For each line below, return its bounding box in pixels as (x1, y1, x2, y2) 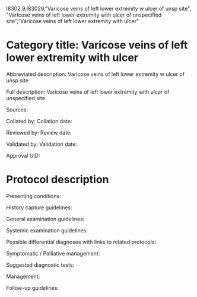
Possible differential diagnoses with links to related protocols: (6, 238, 156, 245)
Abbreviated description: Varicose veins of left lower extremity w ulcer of (6, 71, 185, 78)
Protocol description (6, 173, 109, 186)
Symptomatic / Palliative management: (6, 250, 100, 257)
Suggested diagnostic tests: (6, 261, 75, 269)
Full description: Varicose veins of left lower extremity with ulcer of (6, 88, 170, 95)
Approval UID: (6, 152, 40, 159)
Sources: (6, 106, 28, 113)
